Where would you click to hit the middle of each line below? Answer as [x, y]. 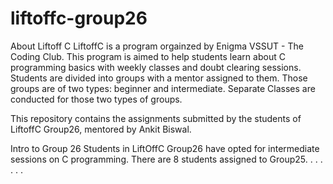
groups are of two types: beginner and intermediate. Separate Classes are [163, 88]
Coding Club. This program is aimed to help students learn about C [148, 56]
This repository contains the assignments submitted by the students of [156, 118]
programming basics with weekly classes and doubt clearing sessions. [156, 67]
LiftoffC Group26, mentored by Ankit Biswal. [101, 129]
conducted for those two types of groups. [96, 99]
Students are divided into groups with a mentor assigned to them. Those [159, 78]
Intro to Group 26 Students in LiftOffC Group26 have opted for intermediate [165, 148]
